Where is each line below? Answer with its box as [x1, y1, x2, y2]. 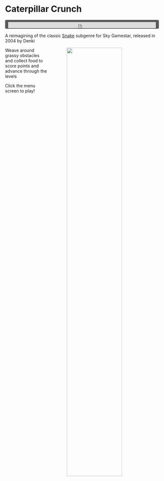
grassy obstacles [5, 52, 40, 58]
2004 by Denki [5, 38, 35, 43]
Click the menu [5, 83, 36, 88]
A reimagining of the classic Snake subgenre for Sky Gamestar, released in [5, 33, 155, 39]
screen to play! [5, 88, 35, 94]
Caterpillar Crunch [5, 3, 82, 15]
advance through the [5, 68, 47, 74]
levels [5, 73, 17, 79]
